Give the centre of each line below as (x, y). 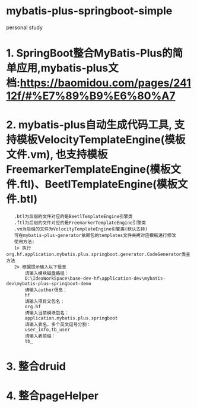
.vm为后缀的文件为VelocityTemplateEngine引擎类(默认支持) (81, 229)
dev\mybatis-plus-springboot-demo (49, 284)
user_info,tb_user (47, 330)
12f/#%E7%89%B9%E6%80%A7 (91, 96)
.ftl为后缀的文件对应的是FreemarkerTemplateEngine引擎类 (80, 223)
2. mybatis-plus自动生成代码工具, (89, 125)
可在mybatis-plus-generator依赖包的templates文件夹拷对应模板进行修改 (95, 236)
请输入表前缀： (40, 336)
